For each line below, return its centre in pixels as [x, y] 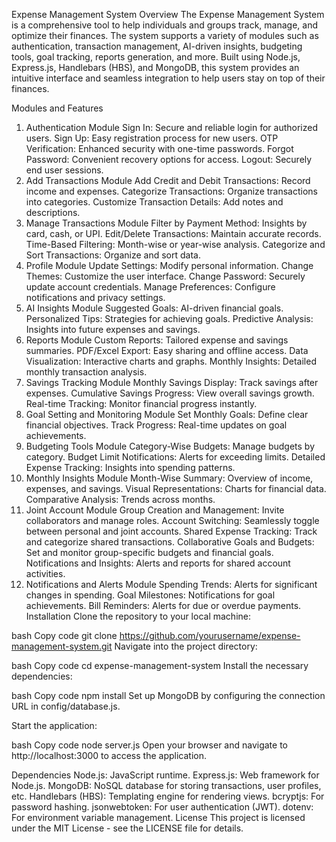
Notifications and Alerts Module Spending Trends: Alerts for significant [171, 584]
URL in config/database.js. [66, 706]
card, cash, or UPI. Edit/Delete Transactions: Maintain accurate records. [173, 233]
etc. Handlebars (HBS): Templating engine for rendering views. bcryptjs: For [168, 796]
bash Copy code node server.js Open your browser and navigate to [149, 745]
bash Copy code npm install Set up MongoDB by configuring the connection [168, 695]
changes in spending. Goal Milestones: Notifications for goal [150, 595]
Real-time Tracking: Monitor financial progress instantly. [141, 403]
